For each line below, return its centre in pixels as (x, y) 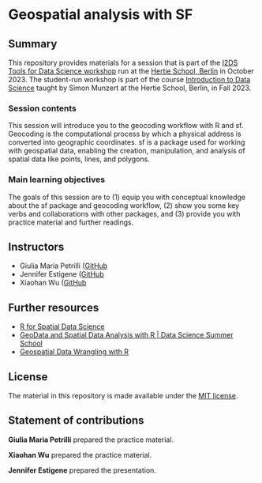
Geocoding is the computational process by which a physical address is (125, 134)
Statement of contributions (76, 421)
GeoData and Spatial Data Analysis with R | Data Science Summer (126, 335)
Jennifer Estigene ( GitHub (62, 274)
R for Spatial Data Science (62, 326)
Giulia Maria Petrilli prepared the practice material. (91, 440)
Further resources (54, 307)
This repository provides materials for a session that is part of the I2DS (123, 62)
